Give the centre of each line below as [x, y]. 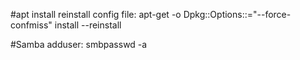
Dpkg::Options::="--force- [237, 14]
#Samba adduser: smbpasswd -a [79, 44]
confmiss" [31, 25]
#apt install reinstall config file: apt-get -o [96, 14]
